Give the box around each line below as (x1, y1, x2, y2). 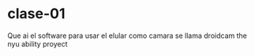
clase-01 (7, 5, 66, 23)
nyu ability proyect (7, 39, 68, 48)
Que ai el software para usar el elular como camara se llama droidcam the (7, 31, 248, 40)
